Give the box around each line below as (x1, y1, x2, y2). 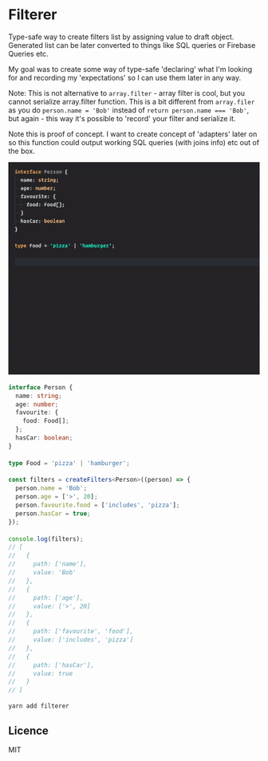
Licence (8, 724, 49, 737)
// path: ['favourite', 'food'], (8, 628, 134, 636)
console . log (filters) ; (8, 534, 84, 543)
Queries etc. (8, 49, 49, 58)
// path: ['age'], (8, 593, 84, 601)
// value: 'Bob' (8, 569, 77, 577)
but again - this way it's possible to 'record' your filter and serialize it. (8, 113, 236, 123)
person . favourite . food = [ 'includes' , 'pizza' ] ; (15, 501, 180, 510)
